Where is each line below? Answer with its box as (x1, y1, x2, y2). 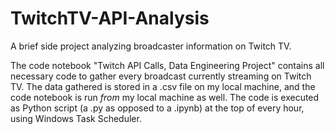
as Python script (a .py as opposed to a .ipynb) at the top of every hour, (10, 102, 305, 114)
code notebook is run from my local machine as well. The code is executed (10, 91, 320, 103)
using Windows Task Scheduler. (10, 112, 142, 124)
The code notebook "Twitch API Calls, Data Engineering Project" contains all (10, 59, 325, 71)
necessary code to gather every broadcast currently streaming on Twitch (10, 70, 312, 82)
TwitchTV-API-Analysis (10, 7, 210, 30)
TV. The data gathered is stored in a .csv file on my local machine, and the (10, 80, 316, 92)
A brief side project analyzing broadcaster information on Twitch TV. (10, 40, 292, 52)
